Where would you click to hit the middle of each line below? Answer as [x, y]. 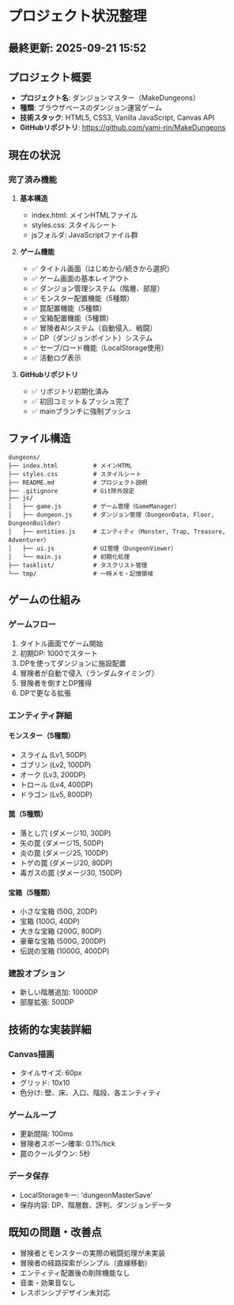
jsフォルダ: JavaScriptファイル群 [85, 235]
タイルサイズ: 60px [51, 1073]
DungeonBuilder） [36, 523]
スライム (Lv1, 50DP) [53, 754]
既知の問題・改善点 [55, 1232]
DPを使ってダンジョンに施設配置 [73, 663]
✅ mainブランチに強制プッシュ [81, 411]
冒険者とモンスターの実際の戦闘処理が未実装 [92, 1253]
